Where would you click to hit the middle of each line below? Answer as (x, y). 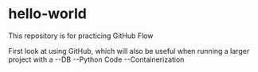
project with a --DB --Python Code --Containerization (96, 59)
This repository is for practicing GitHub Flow (81, 36)
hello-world (48, 14)
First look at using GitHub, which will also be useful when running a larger (129, 51)
